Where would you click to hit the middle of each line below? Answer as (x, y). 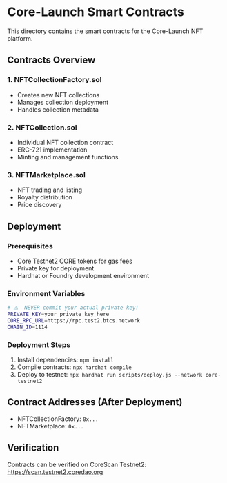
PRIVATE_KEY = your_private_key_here (58, 315)
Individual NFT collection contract (65, 142)
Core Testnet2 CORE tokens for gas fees (75, 261)
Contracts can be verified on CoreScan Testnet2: (77, 464)
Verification (33, 448)
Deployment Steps (39, 344)
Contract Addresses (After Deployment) (95, 402)
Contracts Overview (51, 60)
